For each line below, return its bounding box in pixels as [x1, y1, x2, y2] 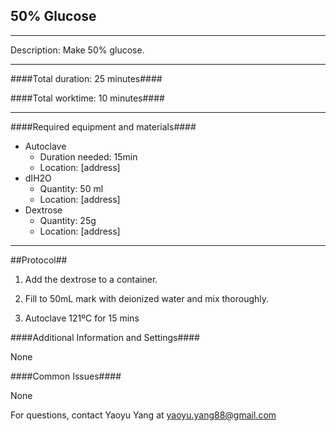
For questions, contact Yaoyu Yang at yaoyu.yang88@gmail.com [10, 409, 277, 421]
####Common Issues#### [10, 370, 122, 382]
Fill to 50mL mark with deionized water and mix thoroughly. [24, 292, 270, 304]
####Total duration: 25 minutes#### [10, 72, 163, 84]
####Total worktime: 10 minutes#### [10, 92, 165, 104]
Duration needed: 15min [39, 150, 138, 163]
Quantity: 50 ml [39, 182, 104, 194]
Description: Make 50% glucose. [10, 44, 145, 56]
